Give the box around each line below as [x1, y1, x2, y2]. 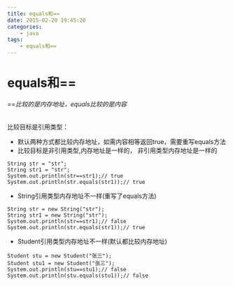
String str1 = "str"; [7, 166, 71, 173]
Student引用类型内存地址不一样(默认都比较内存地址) [17, 237, 168, 245]
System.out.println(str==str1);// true [7, 173, 124, 180]
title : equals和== [7, 10, 60, 17]
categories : [7, 23, 42, 30]
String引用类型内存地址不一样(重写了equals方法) [17, 192, 157, 200]
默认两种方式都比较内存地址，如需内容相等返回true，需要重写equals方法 [17, 138, 226, 146]
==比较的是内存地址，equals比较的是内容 [7, 99, 127, 108]
